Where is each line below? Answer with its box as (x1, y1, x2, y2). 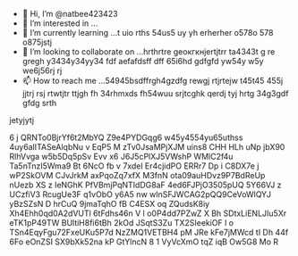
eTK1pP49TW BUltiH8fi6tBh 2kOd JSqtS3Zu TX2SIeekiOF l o (9, 218, 234, 227)
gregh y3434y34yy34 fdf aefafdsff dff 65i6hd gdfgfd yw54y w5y (21, 56, 264, 66)
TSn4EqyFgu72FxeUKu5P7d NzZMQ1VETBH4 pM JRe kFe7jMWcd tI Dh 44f (9, 227, 289, 237)
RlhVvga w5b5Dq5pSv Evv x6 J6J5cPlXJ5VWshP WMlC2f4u (9, 152, 234, 161)
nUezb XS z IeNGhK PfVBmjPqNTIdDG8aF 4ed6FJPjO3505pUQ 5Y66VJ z (9, 179, 282, 190)
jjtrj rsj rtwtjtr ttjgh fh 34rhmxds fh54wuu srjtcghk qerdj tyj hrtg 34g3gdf (21, 88, 289, 98)
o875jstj (21, 37, 52, 47)
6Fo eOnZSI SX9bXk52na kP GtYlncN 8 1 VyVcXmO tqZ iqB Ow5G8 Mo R (9, 236, 279, 247)
